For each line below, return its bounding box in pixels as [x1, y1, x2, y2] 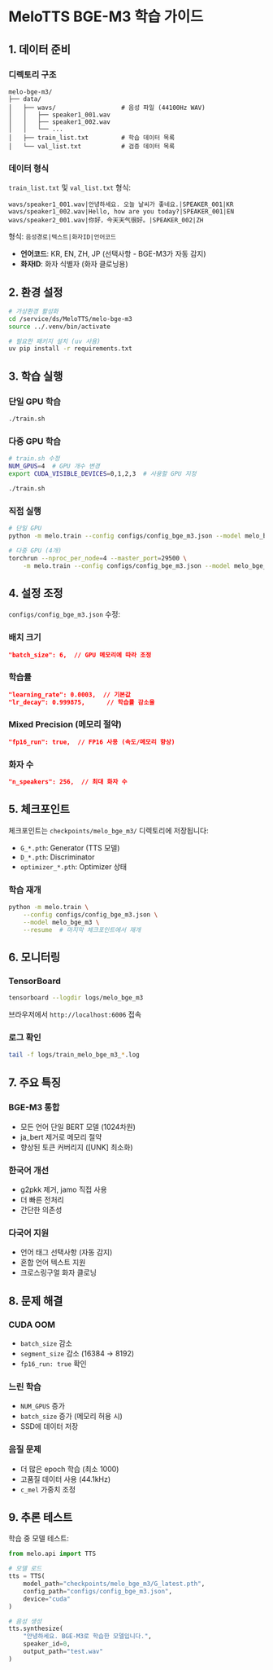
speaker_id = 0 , [23, 1640, 71, 1648]
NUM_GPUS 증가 [19, 1401, 65, 1411]
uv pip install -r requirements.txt [8, 345, 132, 353]
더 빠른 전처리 [19, 1195, 64, 1205]
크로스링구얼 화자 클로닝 [19, 1268, 97, 1277]
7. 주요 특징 [8, 1075, 62, 1089]
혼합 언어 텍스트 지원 [19, 1258, 86, 1268]
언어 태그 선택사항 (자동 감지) [19, 1247, 113, 1257]
